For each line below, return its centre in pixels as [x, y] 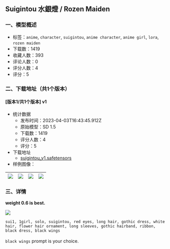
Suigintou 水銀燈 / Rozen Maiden [58, 9]
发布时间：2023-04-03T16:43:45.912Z [61, 120]
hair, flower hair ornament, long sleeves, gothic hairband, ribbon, [81, 226]
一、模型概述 [21, 25]
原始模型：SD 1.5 [38, 127]
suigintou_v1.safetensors [46, 158]
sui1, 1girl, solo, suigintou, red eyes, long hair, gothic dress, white [85, 222]
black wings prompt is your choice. [42, 241]
